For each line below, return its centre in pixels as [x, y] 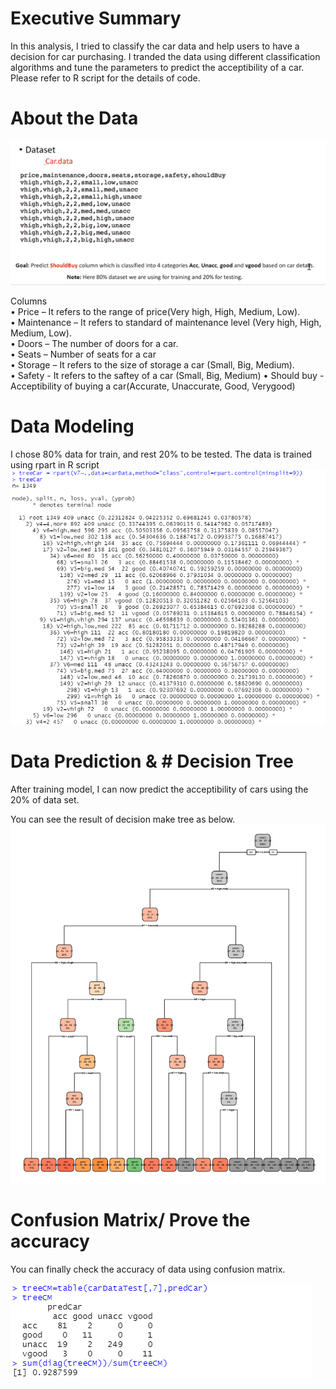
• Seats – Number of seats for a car [83, 354]
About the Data [74, 118]
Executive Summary [96, 18]
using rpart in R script [55, 464]
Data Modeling [72, 426]
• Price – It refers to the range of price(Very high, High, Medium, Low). [155, 311]
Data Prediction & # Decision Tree [152, 761]
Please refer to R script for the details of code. [105, 78]
